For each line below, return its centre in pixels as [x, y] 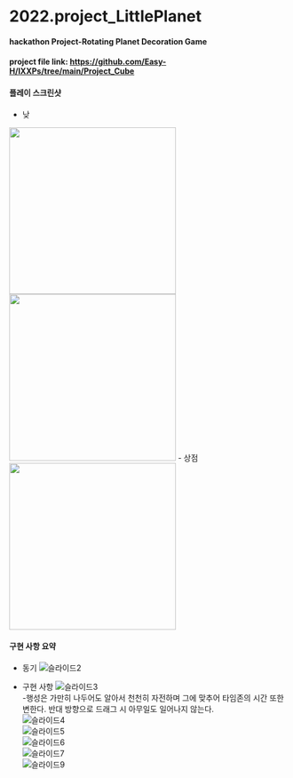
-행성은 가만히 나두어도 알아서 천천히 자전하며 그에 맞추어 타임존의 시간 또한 [153, 698]
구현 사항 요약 [32, 646]
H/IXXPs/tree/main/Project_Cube [72, 71]
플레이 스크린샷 [36, 92]
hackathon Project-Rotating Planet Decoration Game [108, 41]
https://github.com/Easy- [118, 62]
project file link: [39, 62]
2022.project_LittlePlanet [106, 16]
